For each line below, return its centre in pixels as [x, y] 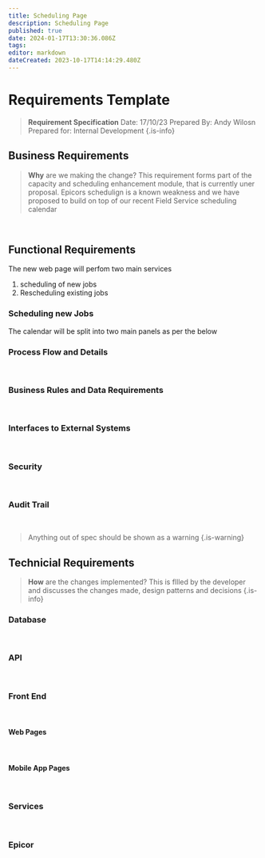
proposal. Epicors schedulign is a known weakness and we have [134, 192]
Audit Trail [29, 504]
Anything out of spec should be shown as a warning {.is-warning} [136, 538]
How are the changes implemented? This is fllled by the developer [136, 582]
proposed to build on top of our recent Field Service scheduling [132, 200]
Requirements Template [89, 100]
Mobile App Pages [39, 768]
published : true [35, 30]
